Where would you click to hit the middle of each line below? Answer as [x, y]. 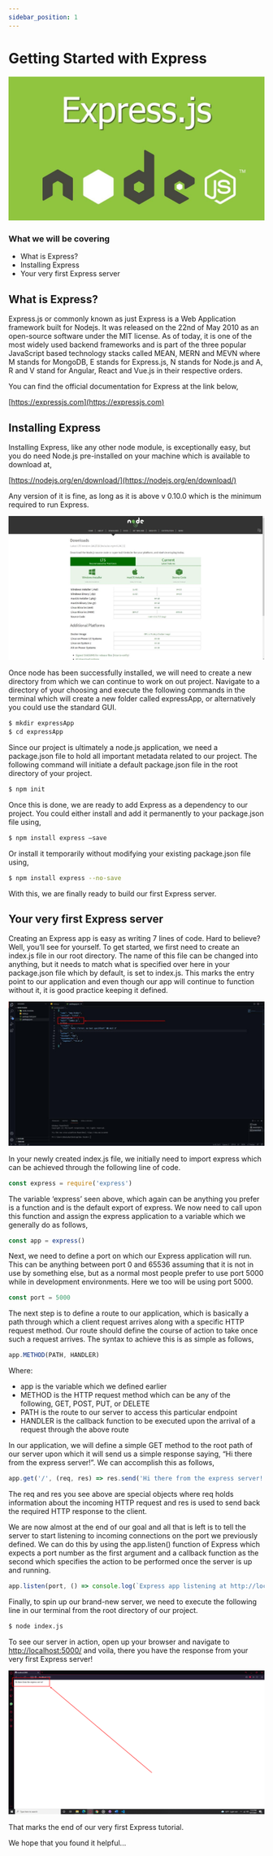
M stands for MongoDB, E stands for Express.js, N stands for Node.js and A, [136, 362]
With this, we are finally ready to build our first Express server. [113, 893]
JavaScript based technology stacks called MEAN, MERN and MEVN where [134, 353]
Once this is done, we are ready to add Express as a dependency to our [128, 804]
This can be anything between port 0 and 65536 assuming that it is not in [131, 1264]
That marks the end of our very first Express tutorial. [96, 1827]
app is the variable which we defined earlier [93, 1386]
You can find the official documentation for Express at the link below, [123, 387]
